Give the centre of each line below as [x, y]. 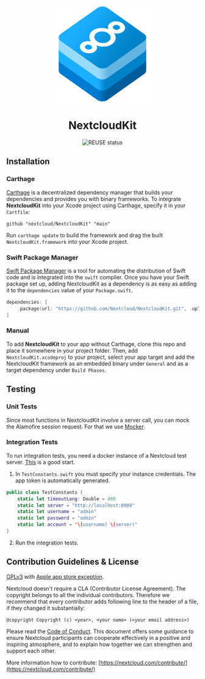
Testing [21, 389]
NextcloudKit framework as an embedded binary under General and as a [97, 363]
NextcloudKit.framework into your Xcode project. [67, 241]
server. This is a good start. [41, 462]
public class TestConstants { [45, 492]
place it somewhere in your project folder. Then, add [72, 350]
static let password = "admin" [57, 518]
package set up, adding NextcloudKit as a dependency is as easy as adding [102, 284]
